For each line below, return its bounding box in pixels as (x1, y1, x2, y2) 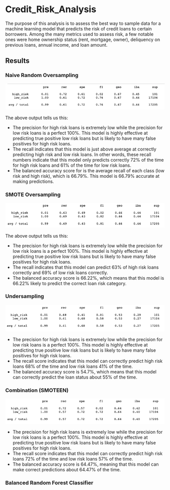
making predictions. (12, 178, 54, 184)
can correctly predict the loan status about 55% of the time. (12, 374, 138, 380)
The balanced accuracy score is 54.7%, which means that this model (12, 368, 157, 374)
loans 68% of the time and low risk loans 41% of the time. (12, 363, 133, 369)
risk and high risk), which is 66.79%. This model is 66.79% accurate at (12, 173, 160, 179)
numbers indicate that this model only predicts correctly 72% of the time (12, 157, 164, 163)
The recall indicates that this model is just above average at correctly (12, 146, 157, 153)
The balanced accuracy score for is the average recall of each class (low (12, 168, 164, 174)
